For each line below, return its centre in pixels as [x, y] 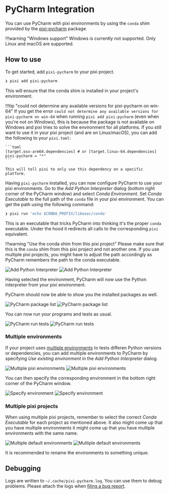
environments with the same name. [42, 433]
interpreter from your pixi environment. [46, 285]
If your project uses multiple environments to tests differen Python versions [83, 348]
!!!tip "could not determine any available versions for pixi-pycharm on [77, 106]
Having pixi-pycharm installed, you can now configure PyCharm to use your [84, 183]
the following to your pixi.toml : [38, 138]
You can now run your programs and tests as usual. [59, 314]
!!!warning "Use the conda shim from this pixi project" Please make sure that [84, 243]
